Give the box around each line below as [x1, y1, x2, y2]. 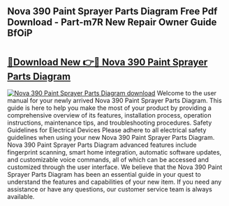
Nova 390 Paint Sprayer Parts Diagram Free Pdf [7, 6, 218, 17]
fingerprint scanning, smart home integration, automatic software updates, [7, 148, 222, 156]
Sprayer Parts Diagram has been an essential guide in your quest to [7, 171, 201, 178]
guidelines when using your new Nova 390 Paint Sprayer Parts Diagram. [7, 134, 215, 141]
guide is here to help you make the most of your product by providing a [7, 104, 212, 112]
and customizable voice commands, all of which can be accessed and [7, 156, 209, 164]
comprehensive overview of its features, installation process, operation [7, 111, 212, 119]
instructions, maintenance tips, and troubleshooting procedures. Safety [7, 118, 212, 127]
